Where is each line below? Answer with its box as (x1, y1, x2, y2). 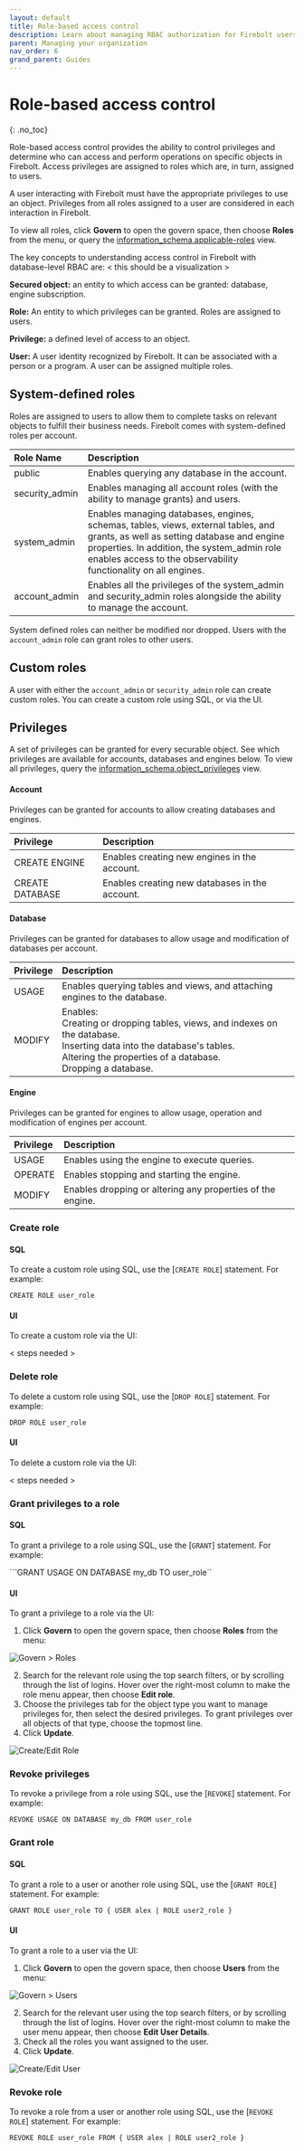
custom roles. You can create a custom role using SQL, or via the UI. (9, 694, 264, 705)
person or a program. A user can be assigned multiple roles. (9, 360, 233, 371)
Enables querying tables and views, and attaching (62, 979, 273, 991)
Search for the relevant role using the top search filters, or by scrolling (22, 1670, 285, 1681)
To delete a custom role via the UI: (9, 1457, 138, 1468)
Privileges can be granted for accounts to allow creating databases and (9, 804, 276, 815)
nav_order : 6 (9, 47, 59, 56)
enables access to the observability (87, 553, 239, 565)
